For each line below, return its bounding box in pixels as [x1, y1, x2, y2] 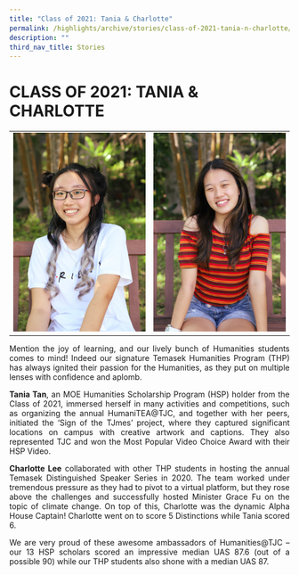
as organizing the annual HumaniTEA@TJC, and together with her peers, [9, 407, 290, 418]
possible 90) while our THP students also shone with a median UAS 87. [9, 555, 270, 566]
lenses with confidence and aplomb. [9, 371, 142, 382]
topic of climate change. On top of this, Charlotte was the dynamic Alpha [9, 500, 290, 512]
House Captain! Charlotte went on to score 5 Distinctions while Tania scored [9, 510, 290, 521]
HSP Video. [9, 446, 52, 456]
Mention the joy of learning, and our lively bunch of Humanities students [9, 343, 290, 354]
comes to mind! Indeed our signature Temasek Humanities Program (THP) [9, 352, 290, 363]
